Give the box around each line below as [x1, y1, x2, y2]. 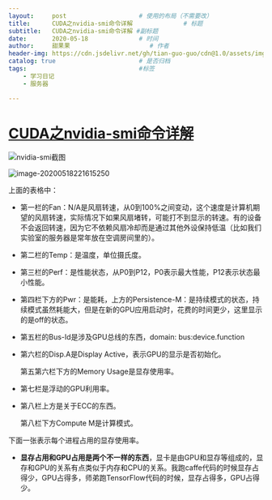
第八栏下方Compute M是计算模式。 [19, 418, 138, 428]
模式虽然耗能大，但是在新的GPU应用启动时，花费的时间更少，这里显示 [27, 305, 263, 314]
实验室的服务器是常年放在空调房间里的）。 [19, 233, 159, 243]
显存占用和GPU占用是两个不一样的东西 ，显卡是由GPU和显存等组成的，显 [19, 453, 264, 463]
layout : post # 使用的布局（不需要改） [8, 11, 213, 20]
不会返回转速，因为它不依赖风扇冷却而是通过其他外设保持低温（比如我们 [19, 223, 261, 233]
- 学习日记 [23, 72, 55, 80]
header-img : [8, 49, 49, 58]
